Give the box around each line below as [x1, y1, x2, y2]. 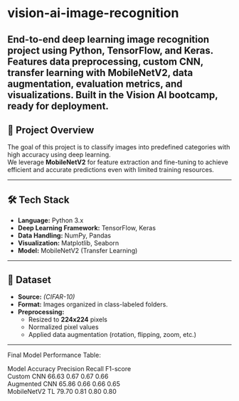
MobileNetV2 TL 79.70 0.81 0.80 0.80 [7, 387, 117, 396]
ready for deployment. [7, 100, 109, 112]
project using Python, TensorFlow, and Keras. [7, 44, 213, 56]
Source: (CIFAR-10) [17, 293, 75, 301]
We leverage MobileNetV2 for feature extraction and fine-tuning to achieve [7, 158, 229, 166]
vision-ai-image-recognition [7, 5, 179, 21]
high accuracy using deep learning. [7, 151, 112, 159]
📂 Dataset [7, 274, 52, 286]
